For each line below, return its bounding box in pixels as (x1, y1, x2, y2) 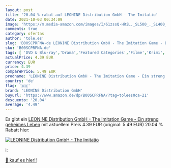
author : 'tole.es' (5, 36, 44, 41)
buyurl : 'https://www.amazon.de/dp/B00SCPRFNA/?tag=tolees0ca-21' (5, 93, 149, 98)
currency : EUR (5, 60, 36, 65)
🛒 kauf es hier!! (5, 157, 37, 163)
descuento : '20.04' (5, 97, 47, 102)
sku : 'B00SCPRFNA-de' (5, 45, 51, 50)
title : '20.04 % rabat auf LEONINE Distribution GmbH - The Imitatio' (5, 12, 158, 17)
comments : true (5, 26, 38, 32)
